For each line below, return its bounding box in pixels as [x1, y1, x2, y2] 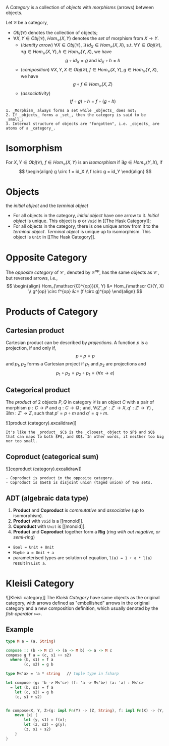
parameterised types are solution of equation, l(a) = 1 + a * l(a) [13, 555, 153, 561]
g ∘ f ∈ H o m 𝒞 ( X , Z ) [73, 81, 113, 88]
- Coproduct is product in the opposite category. [6, 476, 115, 481]
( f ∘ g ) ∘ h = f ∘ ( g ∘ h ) [69, 98, 116, 104]
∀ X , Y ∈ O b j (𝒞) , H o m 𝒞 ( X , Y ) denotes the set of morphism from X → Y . [13, 35, 159, 43]
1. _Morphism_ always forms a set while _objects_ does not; [6, 108, 137, 113]
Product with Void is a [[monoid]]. [13, 518, 84, 524]
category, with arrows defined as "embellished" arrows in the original [6, 600, 150, 606]
